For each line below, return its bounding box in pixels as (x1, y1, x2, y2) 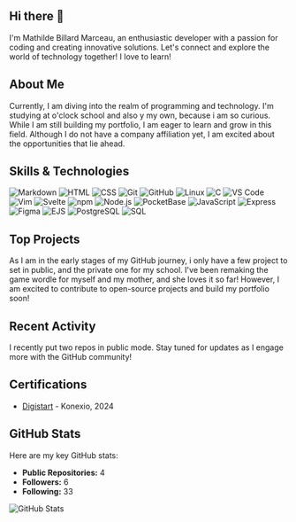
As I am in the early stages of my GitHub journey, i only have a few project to (9, 255, 288, 266)
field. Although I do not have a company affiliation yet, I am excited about (9, 129, 276, 139)
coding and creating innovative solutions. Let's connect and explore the (9, 42, 270, 52)
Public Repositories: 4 (21, 467, 105, 478)
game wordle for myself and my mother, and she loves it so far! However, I (9, 274, 280, 284)
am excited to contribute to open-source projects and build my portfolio (9, 284, 269, 294)
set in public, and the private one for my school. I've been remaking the (9, 265, 269, 276)
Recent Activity (9, 318, 96, 333)
